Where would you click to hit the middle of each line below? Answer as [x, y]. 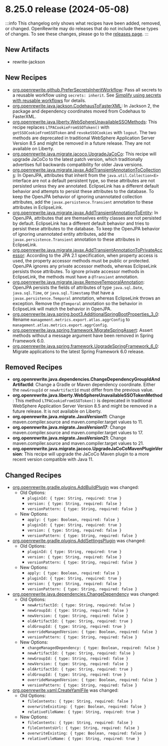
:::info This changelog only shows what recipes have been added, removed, [83, 23]
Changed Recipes [33, 475]
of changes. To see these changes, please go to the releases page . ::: [77, 34]
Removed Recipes [34, 367]
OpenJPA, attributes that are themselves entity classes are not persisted [87, 218]
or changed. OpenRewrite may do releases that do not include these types [82, 28]
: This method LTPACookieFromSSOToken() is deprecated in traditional [82, 401]
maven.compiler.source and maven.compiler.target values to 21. [78, 443]
